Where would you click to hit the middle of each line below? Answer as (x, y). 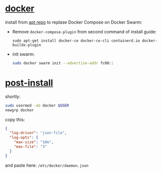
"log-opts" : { (24, 138)
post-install (29, 83)
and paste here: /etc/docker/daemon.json (47, 165)
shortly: (13, 96)
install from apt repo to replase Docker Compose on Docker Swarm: (74, 22)
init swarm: (23, 54)
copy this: (15, 119)
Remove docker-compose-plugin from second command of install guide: (84, 31)
